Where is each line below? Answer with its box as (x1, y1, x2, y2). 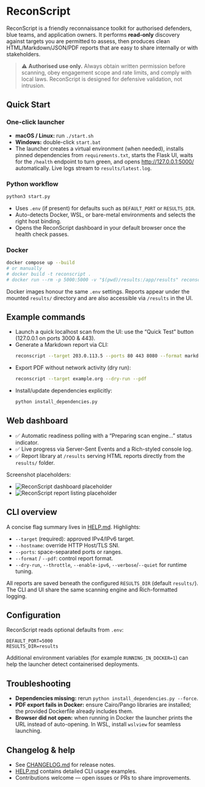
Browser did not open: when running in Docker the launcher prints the (15, 714, 193, 722)
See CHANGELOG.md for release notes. (15, 761, 116, 769)
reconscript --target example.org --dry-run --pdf (15, 376, 147, 382)
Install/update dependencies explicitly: (15, 387, 113, 394)
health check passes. (15, 231, 69, 238)
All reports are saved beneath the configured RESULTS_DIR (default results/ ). (6, 579, 198, 586)
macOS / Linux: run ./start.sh (15, 131, 94, 139)
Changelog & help (6, 745, 76, 755)
